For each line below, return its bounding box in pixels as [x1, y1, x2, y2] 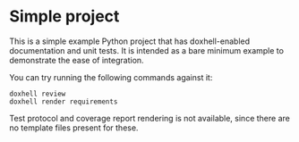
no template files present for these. [9, 122, 139, 133]
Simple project [9, 6, 120, 27]
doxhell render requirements [9, 96, 118, 106]
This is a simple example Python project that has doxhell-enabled [9, 36, 251, 46]
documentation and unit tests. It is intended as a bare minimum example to [9, 45, 285, 55]
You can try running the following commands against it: [9, 71, 213, 82]
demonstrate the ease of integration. [9, 54, 145, 65]
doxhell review [9, 89, 66, 98]
